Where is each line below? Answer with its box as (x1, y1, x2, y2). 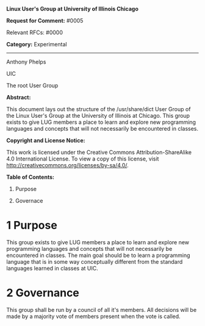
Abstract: (6, 94, 31, 101)
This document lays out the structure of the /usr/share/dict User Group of (6, 106, 191, 112)
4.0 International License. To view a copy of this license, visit (6, 155, 159, 162)
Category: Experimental (6, 41, 67, 48)
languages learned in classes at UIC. (6, 264, 99, 272)
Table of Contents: (6, 173, 55, 181)
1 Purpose (6, 219, 58, 233)
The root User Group (6, 82, 59, 89)
